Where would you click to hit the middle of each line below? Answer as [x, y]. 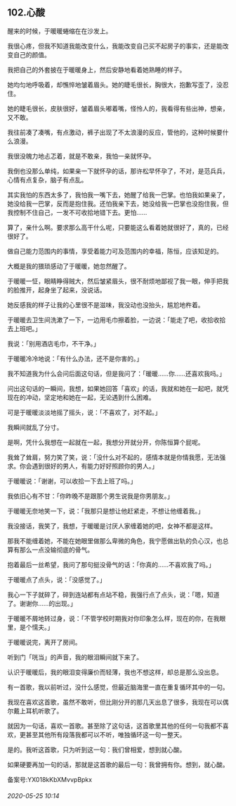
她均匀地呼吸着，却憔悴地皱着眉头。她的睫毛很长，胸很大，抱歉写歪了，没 [115, 85]
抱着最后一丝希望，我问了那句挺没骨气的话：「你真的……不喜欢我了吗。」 [111, 564]
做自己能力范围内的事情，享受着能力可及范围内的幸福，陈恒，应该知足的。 [115, 251]
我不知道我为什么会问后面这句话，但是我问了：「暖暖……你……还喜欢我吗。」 [117, 373]
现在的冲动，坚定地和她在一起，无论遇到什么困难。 [81, 397]
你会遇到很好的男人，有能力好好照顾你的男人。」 [88, 466]
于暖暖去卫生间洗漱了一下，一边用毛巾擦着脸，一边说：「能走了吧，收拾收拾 [117, 320]
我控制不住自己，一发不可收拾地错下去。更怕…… [77, 212]
